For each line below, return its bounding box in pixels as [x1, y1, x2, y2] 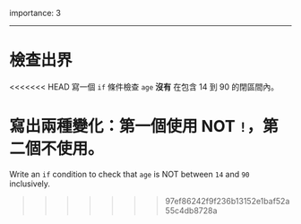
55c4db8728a [165, 205, 218, 216]
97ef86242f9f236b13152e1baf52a [165, 195, 290, 206]
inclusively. [9, 178, 51, 189]
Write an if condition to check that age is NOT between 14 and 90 [9, 168, 250, 179]
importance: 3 [9, 8, 61, 18]
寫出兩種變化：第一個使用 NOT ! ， [9, 116, 263, 137]
